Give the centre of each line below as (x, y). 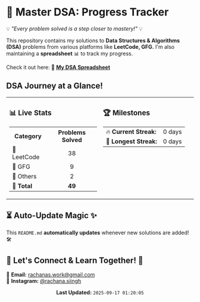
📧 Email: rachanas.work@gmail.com (51, 275)
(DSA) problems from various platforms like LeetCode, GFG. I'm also (90, 46)
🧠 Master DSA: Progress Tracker (87, 12)
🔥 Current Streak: (131, 131)
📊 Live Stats (30, 113)
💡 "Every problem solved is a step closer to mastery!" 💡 (74, 29)
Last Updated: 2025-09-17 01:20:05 (100, 292)
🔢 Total (22, 185)
